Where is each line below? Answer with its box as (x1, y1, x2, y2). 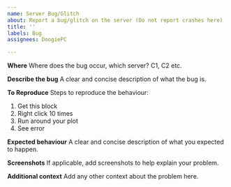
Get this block (17, 102, 58, 110)
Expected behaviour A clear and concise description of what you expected (7, 137, 225, 147)
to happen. (7, 145, 38, 154)
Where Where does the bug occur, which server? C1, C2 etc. (7, 61, 183, 70)
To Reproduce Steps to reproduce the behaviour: (7, 89, 149, 97)
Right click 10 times (17, 110, 73, 118)
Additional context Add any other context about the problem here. (7, 172, 199, 181)
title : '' (7, 23, 36, 30)
